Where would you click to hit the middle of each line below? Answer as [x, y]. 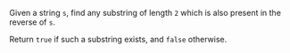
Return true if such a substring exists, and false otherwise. [118, 39]
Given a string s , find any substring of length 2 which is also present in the [145, 13]
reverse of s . [33, 22]
